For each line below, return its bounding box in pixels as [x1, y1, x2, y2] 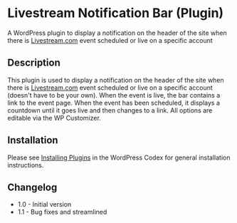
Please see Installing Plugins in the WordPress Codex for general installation [7, 153, 231, 162]
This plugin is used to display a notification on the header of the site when [7, 76, 224, 84]
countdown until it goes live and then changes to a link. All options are [7, 105, 213, 115]
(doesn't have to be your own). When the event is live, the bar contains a [7, 90, 221, 99]
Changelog [7, 181, 58, 193]
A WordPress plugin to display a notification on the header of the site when [7, 28, 228, 37]
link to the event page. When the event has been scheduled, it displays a [7, 98, 221, 107]
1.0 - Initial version [17, 200, 72, 209]
